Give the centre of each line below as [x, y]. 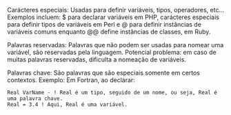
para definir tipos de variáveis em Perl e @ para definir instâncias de [104, 24]
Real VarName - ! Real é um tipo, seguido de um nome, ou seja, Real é [112, 92]
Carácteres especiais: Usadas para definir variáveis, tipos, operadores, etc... [116, 10]
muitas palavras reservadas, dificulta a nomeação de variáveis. [97, 60]
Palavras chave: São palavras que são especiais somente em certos [104, 73]
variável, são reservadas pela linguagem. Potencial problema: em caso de [112, 52]
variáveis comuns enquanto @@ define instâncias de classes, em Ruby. [109, 31]
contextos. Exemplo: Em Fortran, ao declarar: [71, 80]
